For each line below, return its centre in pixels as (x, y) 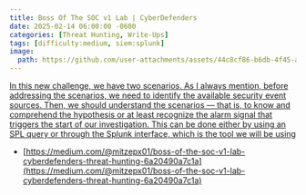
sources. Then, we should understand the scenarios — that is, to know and (150, 105)
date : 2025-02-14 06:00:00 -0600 (73, 26)
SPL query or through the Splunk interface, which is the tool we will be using (153, 134)
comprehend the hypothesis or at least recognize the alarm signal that (141, 115)
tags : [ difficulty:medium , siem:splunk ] (87, 43)
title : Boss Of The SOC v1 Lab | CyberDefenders (103, 18)
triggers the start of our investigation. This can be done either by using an (148, 124)
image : (22, 52)
